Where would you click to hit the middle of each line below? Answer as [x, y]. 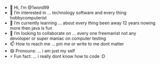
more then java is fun [31, 28]
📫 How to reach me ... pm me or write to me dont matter [67, 44]
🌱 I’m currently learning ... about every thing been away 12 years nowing [82, 23]
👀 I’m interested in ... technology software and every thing [68, 13]
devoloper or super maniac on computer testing [58, 38]
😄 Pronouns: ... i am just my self [42, 51]
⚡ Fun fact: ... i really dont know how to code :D [57, 56]
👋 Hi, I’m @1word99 [29, 8]
